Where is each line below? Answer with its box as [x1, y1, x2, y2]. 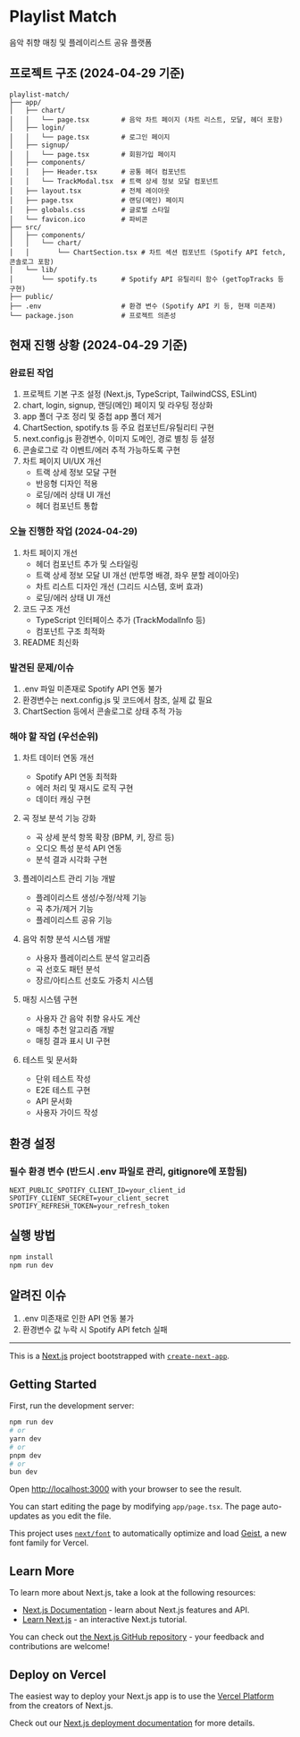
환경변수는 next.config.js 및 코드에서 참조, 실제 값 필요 [21, 695, 212, 706]
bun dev [9, 1467, 38, 1476]
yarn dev [9, 1434, 42, 1443]
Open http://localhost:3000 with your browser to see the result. [9, 1484, 243, 1494]
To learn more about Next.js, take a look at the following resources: [9, 1587, 256, 1598]
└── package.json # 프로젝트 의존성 [9, 311, 177, 320]
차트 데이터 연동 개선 [21, 752, 95, 763]
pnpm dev [9, 1450, 42, 1460]
